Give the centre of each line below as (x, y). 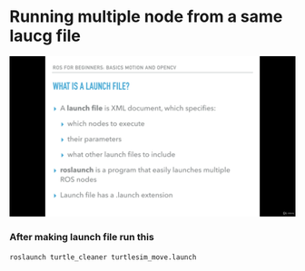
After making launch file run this (82, 237)
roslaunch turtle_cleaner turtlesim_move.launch (103, 257)
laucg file (45, 36)
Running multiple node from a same (146, 17)
